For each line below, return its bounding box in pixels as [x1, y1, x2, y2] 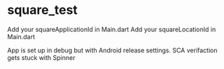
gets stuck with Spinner [7, 53, 76, 61]
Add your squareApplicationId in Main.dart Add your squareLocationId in [7, 25, 216, 33]
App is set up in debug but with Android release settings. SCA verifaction [7, 46, 218, 54]
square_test [7, 2, 78, 18]
